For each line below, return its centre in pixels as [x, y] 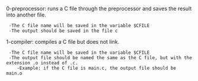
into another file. [26, 15]
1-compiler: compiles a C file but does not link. [63, 42]
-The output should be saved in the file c [63, 31]
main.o [14, 73]
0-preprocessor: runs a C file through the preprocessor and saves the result [99, 9]
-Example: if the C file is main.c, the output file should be [97, 68]
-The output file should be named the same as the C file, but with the [100, 58]
